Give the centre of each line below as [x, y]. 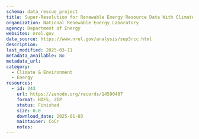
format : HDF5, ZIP [39, 99]
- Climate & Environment [42, 72]
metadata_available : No [36, 56]
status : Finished [38, 105]
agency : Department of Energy [44, 28]
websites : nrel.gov [30, 34]
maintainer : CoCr [38, 122]
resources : [20, 83]
